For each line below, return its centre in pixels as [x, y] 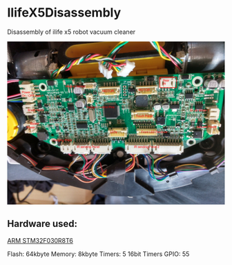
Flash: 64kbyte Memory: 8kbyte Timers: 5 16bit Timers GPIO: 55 [98, 254]
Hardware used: [42, 224]
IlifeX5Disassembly [64, 13]
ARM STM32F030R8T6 [40, 240]
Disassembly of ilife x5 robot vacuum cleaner [71, 32]
